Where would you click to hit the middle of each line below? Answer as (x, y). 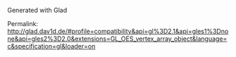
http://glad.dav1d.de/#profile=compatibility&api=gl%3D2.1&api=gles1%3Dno (118, 31)
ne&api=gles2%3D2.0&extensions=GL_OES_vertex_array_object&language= (117, 39)
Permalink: (23, 24)
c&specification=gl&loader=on (51, 46)
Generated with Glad (37, 10)
